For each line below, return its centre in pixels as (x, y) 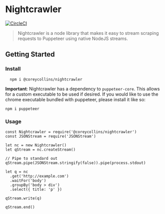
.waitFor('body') (28, 181)
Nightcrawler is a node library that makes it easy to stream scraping (88, 33)
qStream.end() (20, 207)
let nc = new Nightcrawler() (36, 145)
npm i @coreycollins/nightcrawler (46, 79)
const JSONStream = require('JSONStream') (51, 136)
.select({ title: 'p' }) (36, 189)
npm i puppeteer (22, 109)
